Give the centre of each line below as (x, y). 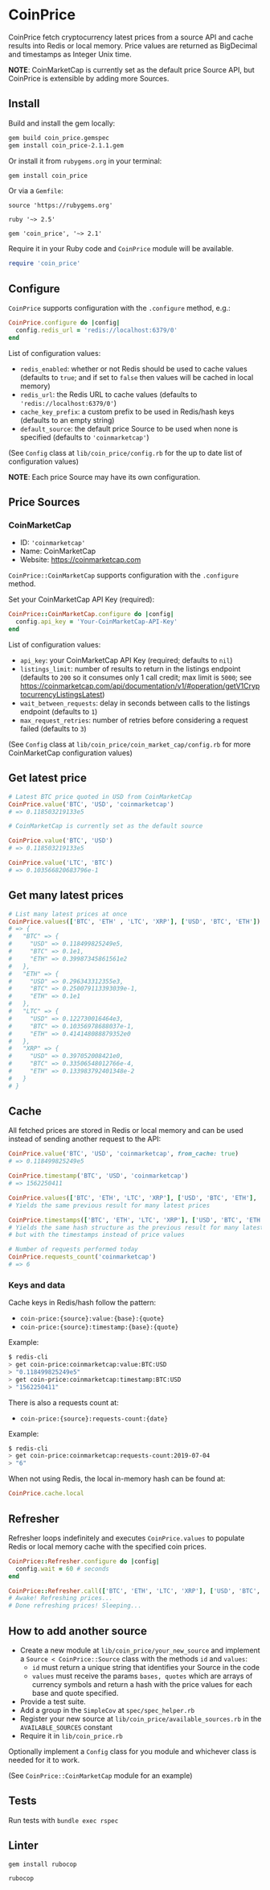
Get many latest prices (66, 895)
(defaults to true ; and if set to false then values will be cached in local (137, 377)
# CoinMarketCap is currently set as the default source (106, 826)
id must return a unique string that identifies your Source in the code (145, 1667)
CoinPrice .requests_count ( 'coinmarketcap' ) (82, 1257)
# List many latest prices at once (68, 914)
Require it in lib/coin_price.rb (71, 1735)
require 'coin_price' (45, 263)
